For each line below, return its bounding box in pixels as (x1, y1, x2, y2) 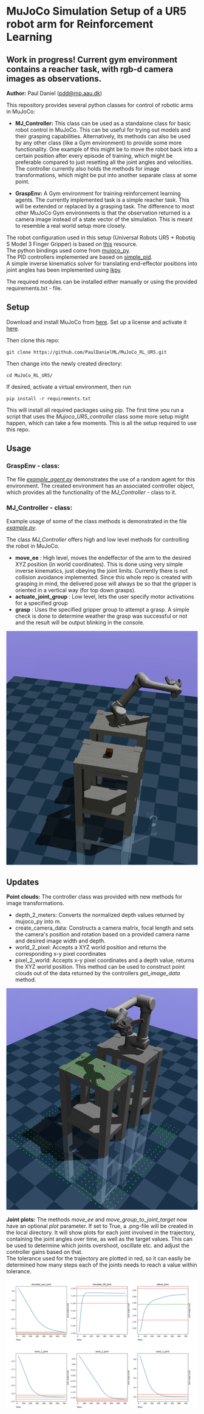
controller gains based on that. (6, 1248, 83, 1256)
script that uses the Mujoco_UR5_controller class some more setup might (6, 412, 189, 420)
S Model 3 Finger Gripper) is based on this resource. (6, 241, 138, 247)
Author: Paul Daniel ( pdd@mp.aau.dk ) (6, 90, 103, 97)
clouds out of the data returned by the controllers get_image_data (15, 970, 180, 977)
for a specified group (15, 599, 68, 607)
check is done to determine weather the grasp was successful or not (15, 612, 188, 620)
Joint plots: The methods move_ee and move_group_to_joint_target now (6, 1216, 188, 1223)
